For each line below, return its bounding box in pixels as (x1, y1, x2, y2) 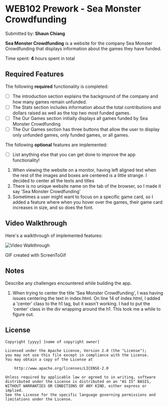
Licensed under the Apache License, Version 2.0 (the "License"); (5, 348, 147, 353)
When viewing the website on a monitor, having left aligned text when (12, 167, 156, 173)
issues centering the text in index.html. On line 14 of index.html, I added (12, 295, 160, 301)
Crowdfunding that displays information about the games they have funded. (5, 45, 162, 51)
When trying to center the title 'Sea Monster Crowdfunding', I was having (12, 289, 163, 296)
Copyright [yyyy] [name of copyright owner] (5, 339, 100, 344)
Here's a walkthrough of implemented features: (5, 233, 103, 239)
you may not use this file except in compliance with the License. (5, 353, 149, 358)
